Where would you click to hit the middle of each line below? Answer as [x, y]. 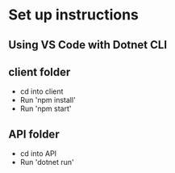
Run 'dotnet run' [47, 162]
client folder [40, 72]
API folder [34, 134]
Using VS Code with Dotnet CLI [88, 45]
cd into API [38, 154]
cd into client [42, 91]
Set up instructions [74, 15]
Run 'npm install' [48, 100]
